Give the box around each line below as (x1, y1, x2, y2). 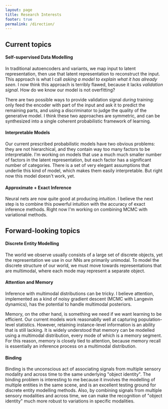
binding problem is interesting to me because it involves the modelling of (5, 377, 155, 383)
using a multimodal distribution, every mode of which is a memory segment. (5, 332, 162, 338)
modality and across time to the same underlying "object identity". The (5, 371, 151, 377)
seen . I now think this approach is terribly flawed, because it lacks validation (5, 81, 163, 87)
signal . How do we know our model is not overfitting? (5, 87, 115, 93)
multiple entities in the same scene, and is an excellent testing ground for (5, 382, 156, 388)
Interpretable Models (5, 130, 50, 136)
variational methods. (5, 212, 48, 218)
